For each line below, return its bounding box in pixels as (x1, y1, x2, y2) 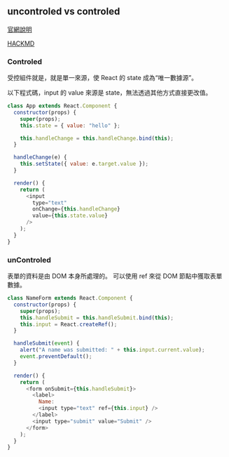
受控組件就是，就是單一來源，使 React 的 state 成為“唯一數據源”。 (7, 74, 198, 82)
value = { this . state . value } (32, 212, 109, 220)
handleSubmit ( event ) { (13, 340, 80, 347)
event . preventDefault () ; (20, 353, 92, 360)
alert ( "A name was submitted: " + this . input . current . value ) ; (20, 347, 205, 354)
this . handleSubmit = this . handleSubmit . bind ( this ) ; (20, 314, 174, 322)
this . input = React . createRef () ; (20, 321, 118, 328)
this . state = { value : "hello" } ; (20, 122, 120, 129)
